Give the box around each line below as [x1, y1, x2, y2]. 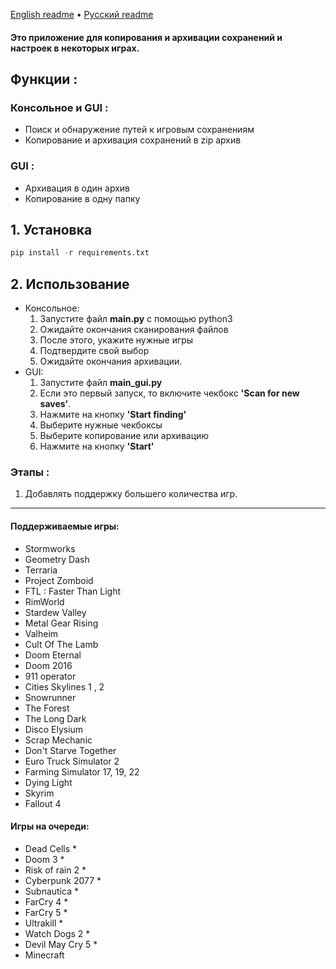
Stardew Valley [24, 606, 87, 618]
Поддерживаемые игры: [10, 520, 120, 532]
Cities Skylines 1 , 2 [24, 680, 105, 693]
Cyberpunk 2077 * [24, 874, 102, 886]
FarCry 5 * [24, 906, 68, 918]
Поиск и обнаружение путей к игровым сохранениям [24, 124, 255, 136]
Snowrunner [24, 691, 77, 703]
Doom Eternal [24, 649, 82, 661]
